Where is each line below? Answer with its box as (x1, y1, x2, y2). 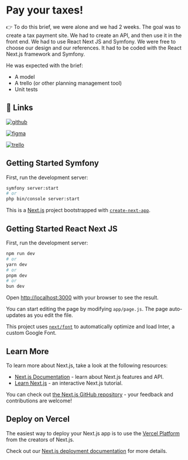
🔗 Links (6, 103, 33, 113)
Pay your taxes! (6, 4, 84, 17)
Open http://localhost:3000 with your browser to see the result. (6, 294, 159, 301)
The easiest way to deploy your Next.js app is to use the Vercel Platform (6, 429, 180, 437)
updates (6, 312, 26, 319)
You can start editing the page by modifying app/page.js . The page (6, 305, 168, 313)
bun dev (6, 283, 25, 290)
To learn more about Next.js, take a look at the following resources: (6, 362, 168, 369)
